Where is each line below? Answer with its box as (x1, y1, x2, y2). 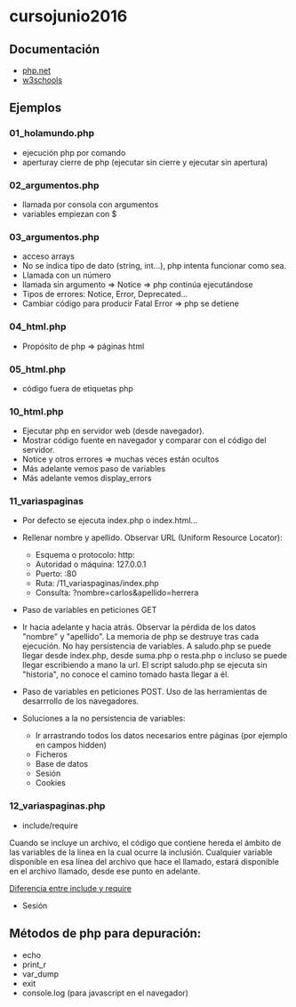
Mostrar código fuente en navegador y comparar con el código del (21, 435, 267, 446)
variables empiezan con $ (21, 208, 117, 219)
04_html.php (9, 320, 67, 333)
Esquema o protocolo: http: (35, 550, 135, 560)
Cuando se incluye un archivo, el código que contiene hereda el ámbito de (9, 837, 282, 848)
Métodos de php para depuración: (9, 926, 202, 941)
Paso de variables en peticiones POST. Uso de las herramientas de (21, 687, 268, 697)
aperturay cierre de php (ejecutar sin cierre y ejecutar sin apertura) (21, 157, 268, 167)
